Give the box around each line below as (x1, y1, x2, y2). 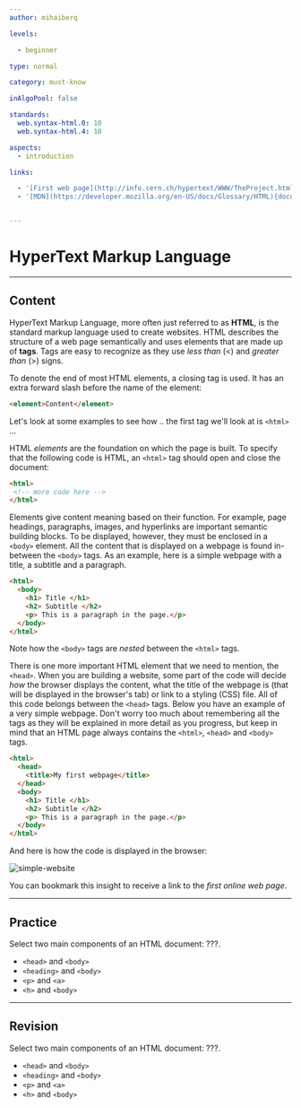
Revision (9, 1019, 59, 1034)
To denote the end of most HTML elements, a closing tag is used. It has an (9, 372, 284, 383)
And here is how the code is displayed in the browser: (9, 845, 208, 857)
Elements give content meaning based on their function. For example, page (9, 512, 287, 523)
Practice (9, 914, 57, 929)
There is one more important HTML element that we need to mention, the (9, 660, 279, 671)
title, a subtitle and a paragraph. (9, 560, 127, 571)
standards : (9, 110, 50, 119)
